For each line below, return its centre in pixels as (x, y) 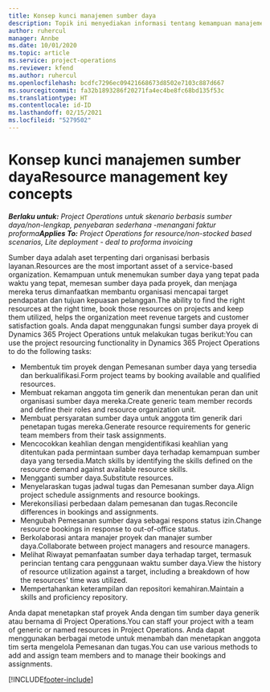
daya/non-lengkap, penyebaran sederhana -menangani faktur (112, 225)
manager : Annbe (34, 38)
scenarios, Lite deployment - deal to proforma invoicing (100, 242)
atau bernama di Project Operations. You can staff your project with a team (131, 621)
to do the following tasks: (50, 351)
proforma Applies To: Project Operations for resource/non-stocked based (130, 233)
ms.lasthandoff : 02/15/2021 (55, 113)
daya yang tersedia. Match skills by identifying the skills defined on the (136, 460)
